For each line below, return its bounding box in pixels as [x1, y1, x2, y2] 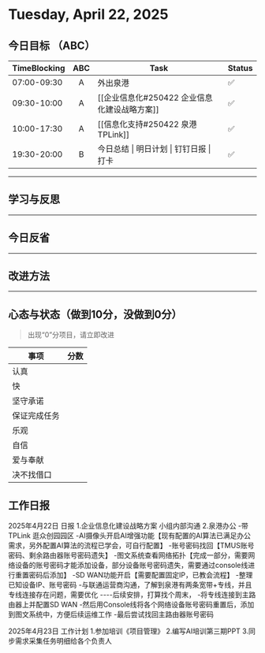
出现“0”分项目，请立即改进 [27, 330, 114, 339]
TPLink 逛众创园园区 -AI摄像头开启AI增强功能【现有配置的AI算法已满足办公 [8, 531, 251, 540]
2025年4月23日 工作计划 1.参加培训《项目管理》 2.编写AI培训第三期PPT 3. [8, 626, 249, 636]
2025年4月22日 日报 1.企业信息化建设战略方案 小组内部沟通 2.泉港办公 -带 [8, 521, 248, 531]
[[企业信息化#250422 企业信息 [97, 92, 213, 103]
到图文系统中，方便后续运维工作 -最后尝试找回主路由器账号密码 [8, 610, 215, 619]
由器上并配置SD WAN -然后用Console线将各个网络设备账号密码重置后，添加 [8, 600, 255, 610]
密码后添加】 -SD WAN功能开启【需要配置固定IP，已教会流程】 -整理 [28, 570, 253, 580]
